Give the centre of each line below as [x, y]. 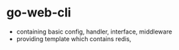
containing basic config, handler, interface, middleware [94, 32]
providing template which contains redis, [74, 38]
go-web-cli [39, 13]
